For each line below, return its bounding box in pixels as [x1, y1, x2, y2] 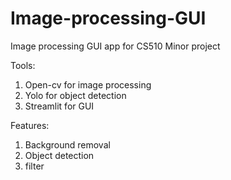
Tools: [10, 59, 36, 71]
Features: [10, 119, 50, 131]
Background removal [24, 138, 111, 151]
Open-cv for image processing [24, 78, 152, 91]
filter [24, 160, 45, 172]
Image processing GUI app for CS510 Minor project [10, 40, 221, 52]
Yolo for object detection [24, 89, 127, 101]
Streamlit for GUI [24, 100, 95, 112]
